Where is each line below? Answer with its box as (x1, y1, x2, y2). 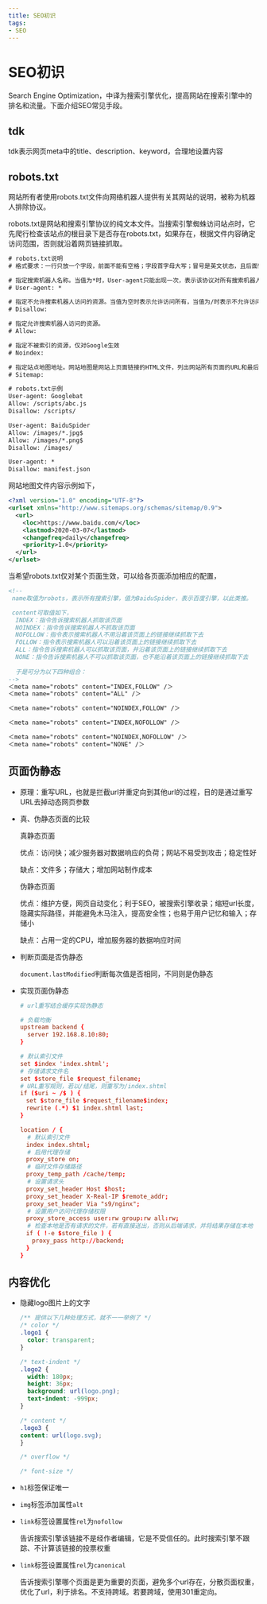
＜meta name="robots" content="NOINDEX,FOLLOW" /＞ (8, 704, 180, 712)
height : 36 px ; (27, 1380, 74, 1388)
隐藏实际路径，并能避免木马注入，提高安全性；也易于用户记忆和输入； (19, 908, 250, 918)
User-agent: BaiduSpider (8, 421, 91, 429)
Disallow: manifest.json (8, 466, 91, 474)
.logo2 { (19, 1365, 49, 1373)
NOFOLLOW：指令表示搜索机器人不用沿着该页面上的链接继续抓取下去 (15, 631, 204, 639)
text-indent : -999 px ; (27, 1395, 99, 1403)
